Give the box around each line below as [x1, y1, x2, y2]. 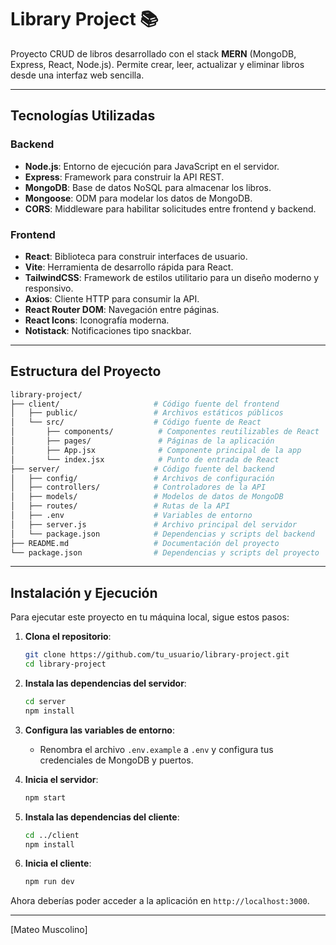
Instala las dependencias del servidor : [24, 677, 187, 690]
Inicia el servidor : [24, 773, 99, 785]
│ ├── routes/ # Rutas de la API [10, 501, 230, 511]
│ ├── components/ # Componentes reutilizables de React [10, 427, 320, 437]
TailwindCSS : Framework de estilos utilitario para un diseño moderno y [24, 271, 320, 283]
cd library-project [24, 659, 107, 670]
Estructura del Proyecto [10, 363, 162, 380]
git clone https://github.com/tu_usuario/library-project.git [24, 650, 290, 660]
